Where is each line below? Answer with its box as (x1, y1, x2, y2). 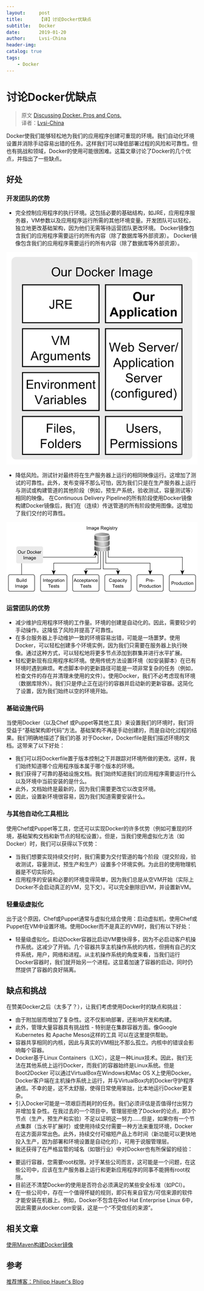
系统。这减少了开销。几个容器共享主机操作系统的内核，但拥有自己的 (20, 943, 191, 950)
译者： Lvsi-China (21, 119, 64, 126)
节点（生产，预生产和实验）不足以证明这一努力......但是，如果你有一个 (15, 1115, 189, 1122)
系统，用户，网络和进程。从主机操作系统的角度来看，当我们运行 (20, 951, 180, 958)
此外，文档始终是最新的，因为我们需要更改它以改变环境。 (15, 785, 159, 793)
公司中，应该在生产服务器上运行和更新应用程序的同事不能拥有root (20, 1165, 185, 1173)
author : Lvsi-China (6, 35, 67, 42)
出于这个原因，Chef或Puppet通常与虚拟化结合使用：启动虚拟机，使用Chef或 (6, 915, 197, 922)
